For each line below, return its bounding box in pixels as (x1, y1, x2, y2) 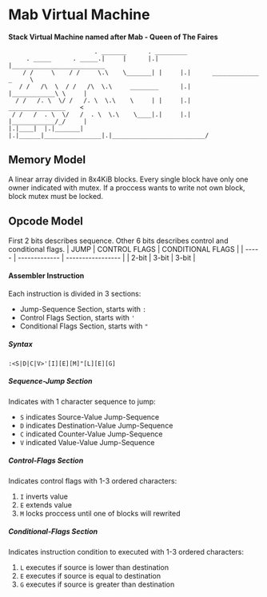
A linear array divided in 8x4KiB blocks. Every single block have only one (8, 174, 249, 184)
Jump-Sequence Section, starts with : (19, 304, 146, 313)
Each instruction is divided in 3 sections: (8, 289, 141, 298)
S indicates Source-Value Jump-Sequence (19, 412, 160, 421)
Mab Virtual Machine (8, 6, 150, 24)
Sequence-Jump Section (8, 376, 94, 386)
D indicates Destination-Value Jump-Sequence (19, 420, 173, 430)
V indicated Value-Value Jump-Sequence (19, 437, 155, 447)
